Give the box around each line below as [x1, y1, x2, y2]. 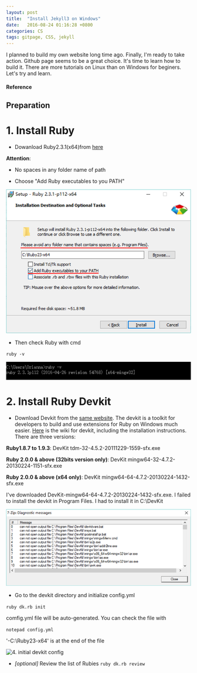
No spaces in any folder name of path [14, 166, 106, 174]
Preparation [6, 101, 50, 111]
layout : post [6, 9, 38, 15]
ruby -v [6, 351, 25, 357]
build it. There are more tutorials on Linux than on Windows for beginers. [6, 64, 182, 71]
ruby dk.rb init [6, 604, 46, 610]
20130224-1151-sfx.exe [6, 462, 63, 469]
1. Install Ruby [6, 124, 75, 138]
